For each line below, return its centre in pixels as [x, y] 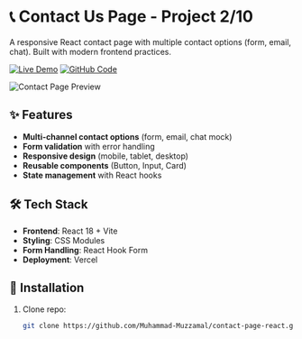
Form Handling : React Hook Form [85, 250]
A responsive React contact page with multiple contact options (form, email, [150, 41]
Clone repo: [44, 309]
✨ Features [41, 115]
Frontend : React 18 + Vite [70, 231]
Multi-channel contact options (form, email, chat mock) [127, 136]
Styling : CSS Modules [64, 240]
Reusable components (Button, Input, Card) [105, 165]
